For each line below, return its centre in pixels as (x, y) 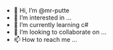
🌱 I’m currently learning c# (51, 25)
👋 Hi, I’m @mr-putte (41, 10)
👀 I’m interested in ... (42, 18)
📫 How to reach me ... (45, 40)
